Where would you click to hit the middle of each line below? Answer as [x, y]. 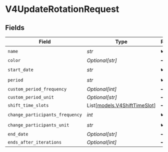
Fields [15, 28]
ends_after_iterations [34, 142]
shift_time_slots [28, 105]
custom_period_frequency [37, 89]
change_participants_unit [38, 125]
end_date [18, 134]
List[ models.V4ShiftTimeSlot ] [121, 105]
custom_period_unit [31, 97]
